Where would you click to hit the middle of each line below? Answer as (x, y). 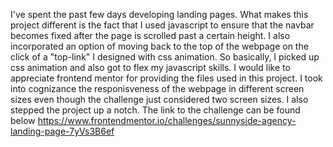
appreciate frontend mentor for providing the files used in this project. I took (166, 78)
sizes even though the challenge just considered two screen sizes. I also (159, 99)
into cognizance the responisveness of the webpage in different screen (157, 88)
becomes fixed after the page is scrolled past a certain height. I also (150, 35)
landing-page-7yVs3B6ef (62, 131)
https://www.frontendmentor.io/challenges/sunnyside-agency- (167, 120)
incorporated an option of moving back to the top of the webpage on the (159, 46)
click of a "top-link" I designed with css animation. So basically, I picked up (165, 57)
